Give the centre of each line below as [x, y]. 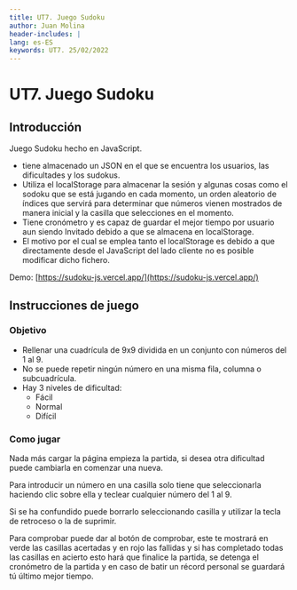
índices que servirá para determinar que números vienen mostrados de [152, 203]
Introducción [46, 127]
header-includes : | [45, 34]
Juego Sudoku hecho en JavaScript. [76, 148]
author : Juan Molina [47, 26]
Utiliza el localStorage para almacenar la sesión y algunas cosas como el [155, 185]
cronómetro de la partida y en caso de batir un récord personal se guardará [147, 567]
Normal [49, 406]
